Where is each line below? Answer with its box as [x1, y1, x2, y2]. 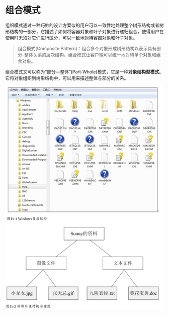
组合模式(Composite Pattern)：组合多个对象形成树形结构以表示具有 [17, 45, 157, 51]
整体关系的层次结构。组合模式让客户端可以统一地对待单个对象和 [24, 51, 157, 58]
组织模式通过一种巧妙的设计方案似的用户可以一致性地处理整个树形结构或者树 [5, 22, 164, 28]
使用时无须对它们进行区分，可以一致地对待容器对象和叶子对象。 [5, 35, 137, 41]
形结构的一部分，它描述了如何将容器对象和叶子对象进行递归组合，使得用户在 [5, 28, 164, 34]
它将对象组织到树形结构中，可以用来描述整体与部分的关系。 [5, 75, 129, 81]
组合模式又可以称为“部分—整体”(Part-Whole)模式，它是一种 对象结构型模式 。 [5, 68, 163, 74]
